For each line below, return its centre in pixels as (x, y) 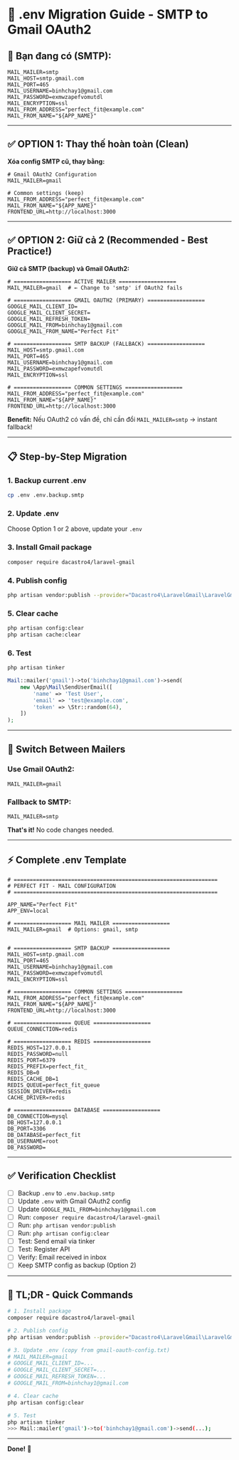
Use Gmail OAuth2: (41, 769)
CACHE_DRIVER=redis (36, 1097)
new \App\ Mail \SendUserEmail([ (67, 687)
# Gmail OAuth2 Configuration (52, 174)
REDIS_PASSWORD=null (38, 1054)
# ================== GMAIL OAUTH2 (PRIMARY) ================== (106, 300)
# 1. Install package (39, 1311)
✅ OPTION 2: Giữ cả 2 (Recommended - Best (108, 240)
